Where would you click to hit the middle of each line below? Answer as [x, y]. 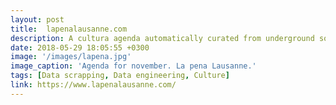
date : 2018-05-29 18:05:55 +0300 [80, 47]
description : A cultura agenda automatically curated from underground [162, 38]
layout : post [37, 19]
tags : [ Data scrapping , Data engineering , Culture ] [120, 76]
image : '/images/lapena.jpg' [71, 57]
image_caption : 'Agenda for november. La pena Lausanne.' [133, 66]
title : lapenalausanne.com [69, 29]
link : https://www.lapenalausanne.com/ [93, 85]
